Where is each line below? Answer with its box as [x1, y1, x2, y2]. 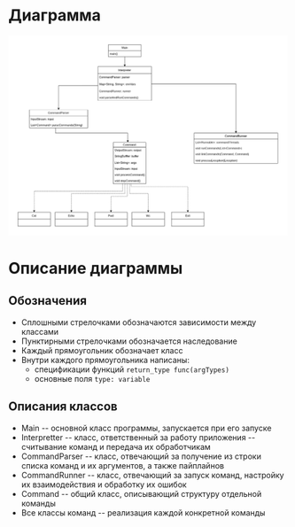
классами [20, 326, 59, 337]
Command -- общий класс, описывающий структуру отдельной [20, 488, 262, 499]
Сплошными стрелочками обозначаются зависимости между [20, 316, 257, 328]
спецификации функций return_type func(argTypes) [34, 364, 229, 375]
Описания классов [8, 399, 118, 415]
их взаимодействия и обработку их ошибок [20, 479, 187, 490]
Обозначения [8, 293, 88, 308]
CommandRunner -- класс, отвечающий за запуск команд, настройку [20, 469, 284, 480]
